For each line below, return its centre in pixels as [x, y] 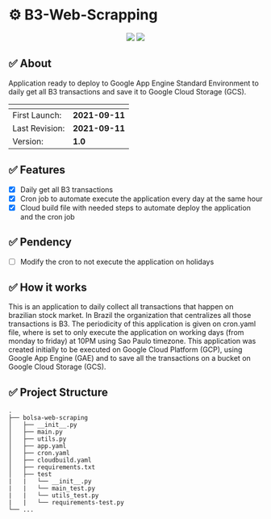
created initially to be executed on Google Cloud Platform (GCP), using [125, 349]
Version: [28, 141]
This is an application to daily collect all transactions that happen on [121, 307]
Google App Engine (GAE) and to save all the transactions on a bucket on [130, 358]
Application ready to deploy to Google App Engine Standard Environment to [134, 83]
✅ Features [37, 170]
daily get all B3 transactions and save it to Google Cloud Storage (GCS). [127, 91]
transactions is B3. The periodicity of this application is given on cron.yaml [132, 324]
